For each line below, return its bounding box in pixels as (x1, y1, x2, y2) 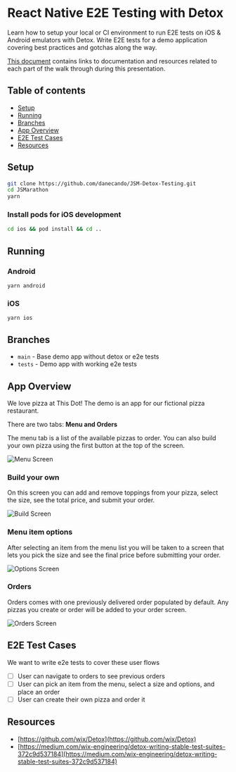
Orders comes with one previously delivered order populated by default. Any (7, 597, 229, 606)
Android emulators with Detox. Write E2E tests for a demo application (7, 35, 207, 44)
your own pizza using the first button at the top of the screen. (7, 441, 185, 449)
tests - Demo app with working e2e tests (17, 360, 137, 368)
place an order (17, 687, 60, 696)
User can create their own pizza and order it (17, 695, 145, 704)
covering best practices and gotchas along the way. (7, 43, 157, 51)
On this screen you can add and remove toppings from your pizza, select (7, 488, 218, 497)
